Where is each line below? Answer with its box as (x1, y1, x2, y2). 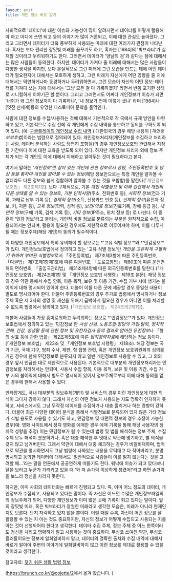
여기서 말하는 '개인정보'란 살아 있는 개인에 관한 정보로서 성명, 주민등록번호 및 (5, 164, 158, 170)
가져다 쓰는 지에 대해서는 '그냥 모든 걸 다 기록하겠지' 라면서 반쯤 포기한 (14, 85, 155, 91)
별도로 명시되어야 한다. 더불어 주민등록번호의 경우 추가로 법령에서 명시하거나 (5, 290, 157, 297)
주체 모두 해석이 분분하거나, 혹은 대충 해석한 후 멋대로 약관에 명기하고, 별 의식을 (5, 434, 164, 440)
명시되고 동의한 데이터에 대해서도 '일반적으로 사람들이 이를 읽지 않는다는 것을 (5, 454, 159, 460)
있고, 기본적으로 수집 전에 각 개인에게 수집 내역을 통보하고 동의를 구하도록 (14, 121, 161, 127)
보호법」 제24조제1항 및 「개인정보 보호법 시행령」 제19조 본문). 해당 (18, 272, 157, 278)
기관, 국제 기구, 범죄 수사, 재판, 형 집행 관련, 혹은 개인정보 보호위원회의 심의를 (10, 346, 165, 353)
